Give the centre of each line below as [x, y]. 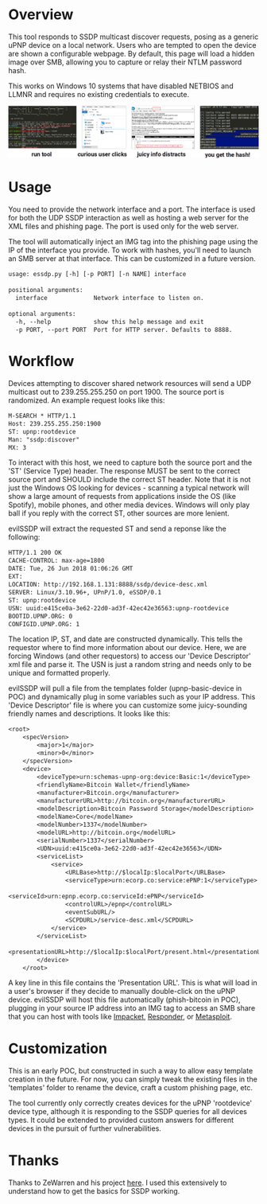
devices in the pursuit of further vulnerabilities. [85, 1128]
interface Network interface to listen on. [110, 298]
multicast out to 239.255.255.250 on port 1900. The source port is [116, 392]
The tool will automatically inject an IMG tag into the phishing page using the [133, 241]
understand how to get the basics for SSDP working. [94, 1190]
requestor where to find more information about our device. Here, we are [128, 647]
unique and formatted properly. [59, 672]
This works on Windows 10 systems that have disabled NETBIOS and [121, 86]
